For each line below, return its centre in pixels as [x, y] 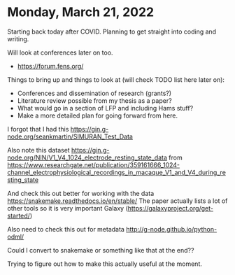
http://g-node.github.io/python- [171, 229]
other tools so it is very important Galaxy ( [67, 208]
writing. [18, 38]
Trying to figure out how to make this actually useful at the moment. [105, 264]
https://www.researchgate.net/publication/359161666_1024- [94, 164]
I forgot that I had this [38, 129]
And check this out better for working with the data [81, 193]
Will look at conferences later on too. [60, 52]
